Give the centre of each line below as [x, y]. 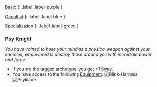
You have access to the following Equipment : [58, 74]
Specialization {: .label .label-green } [42, 26]
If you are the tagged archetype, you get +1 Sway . [63, 69]
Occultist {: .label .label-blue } [35, 16]
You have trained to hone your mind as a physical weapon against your [78, 49]
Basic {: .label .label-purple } [34, 7]
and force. [15, 60]
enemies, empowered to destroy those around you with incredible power [78, 54]
